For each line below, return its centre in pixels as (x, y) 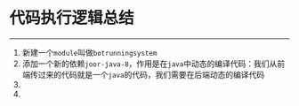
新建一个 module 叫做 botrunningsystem (89, 52)
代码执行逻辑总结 (72, 18)
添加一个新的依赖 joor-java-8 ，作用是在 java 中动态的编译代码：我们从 (149, 64)
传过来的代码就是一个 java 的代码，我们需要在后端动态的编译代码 (147, 74)
